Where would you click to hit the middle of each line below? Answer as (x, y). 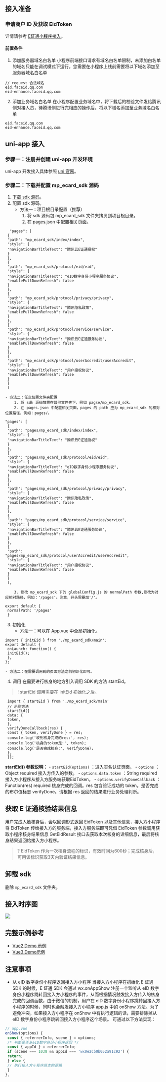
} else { (16, 1061)
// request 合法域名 (25, 83)
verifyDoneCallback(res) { (35, 728)
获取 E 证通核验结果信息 (41, 809)
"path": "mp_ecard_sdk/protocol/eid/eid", (52, 267)
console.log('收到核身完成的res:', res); (48, 738)
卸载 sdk (18, 874)
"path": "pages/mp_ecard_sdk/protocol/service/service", (67, 520)
